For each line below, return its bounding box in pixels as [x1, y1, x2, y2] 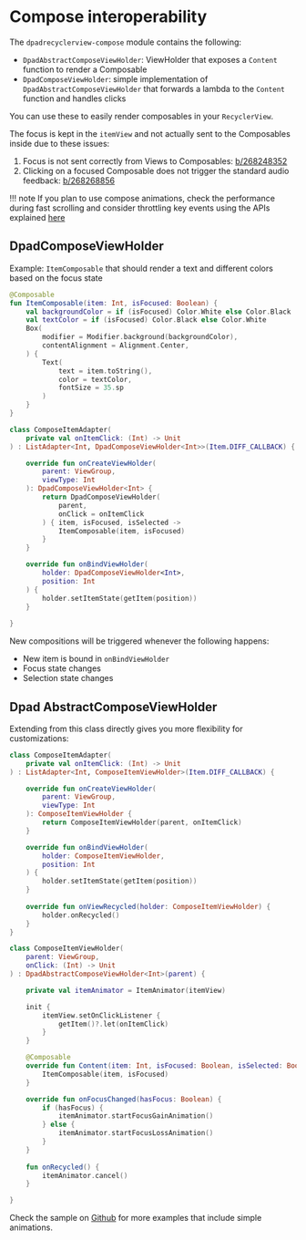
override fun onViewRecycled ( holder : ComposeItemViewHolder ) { [25, 902, 271, 911]
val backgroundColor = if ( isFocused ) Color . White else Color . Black [25, 307, 291, 316]
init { [25, 1002, 51, 1011]
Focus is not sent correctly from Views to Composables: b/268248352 [22, 155, 288, 166]
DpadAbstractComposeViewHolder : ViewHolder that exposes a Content [22, 54, 278, 65]
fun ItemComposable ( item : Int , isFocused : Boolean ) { [9, 298, 219, 307]
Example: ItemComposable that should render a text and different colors [9, 263, 273, 274]
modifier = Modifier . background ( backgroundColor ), [42, 333, 239, 342]
